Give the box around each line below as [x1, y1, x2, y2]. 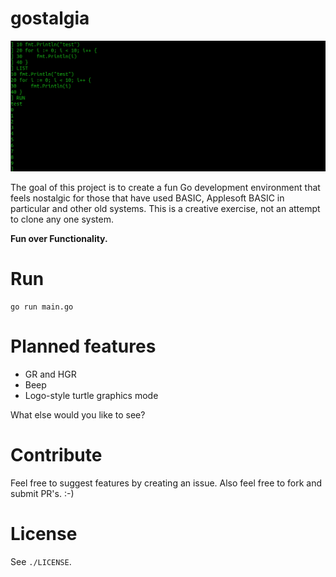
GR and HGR [24, 368, 77, 380]
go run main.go [10, 302, 74, 312]
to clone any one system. [10, 213, 114, 226]
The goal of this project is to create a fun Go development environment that [10, 182, 321, 194]
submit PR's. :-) [10, 487, 75, 499]
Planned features [10, 335, 157, 358]
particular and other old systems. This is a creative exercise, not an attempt [10, 203, 321, 215]
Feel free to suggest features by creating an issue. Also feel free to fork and [10, 477, 322, 489]
